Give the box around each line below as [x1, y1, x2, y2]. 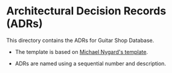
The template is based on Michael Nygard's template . [14, 48, 148, 55]
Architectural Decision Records [6, 4, 167, 18]
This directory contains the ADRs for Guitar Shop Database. [6, 36, 154, 44]
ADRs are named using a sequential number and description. [14, 60, 167, 67]
